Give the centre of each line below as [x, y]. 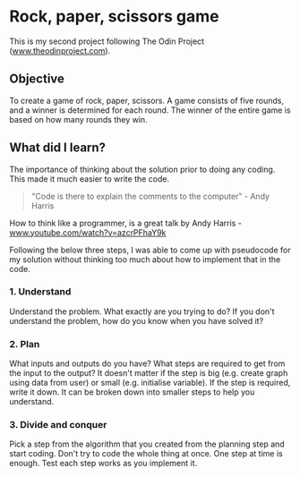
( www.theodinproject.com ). [60, 50]
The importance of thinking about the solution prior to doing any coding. [142, 169]
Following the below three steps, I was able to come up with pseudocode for [150, 250]
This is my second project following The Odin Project [107, 41]
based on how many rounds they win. [78, 119]
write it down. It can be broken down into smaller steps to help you [132, 392]
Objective [37, 79]
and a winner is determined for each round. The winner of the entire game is [150, 110]
